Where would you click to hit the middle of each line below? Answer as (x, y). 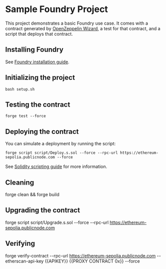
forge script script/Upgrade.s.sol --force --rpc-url (57, 222)
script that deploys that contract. (39, 34)
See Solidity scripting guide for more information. (56, 166)
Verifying (20, 244)
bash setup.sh (20, 89)
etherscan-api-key (24, 261)
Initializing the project (40, 78)
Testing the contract (38, 104)
